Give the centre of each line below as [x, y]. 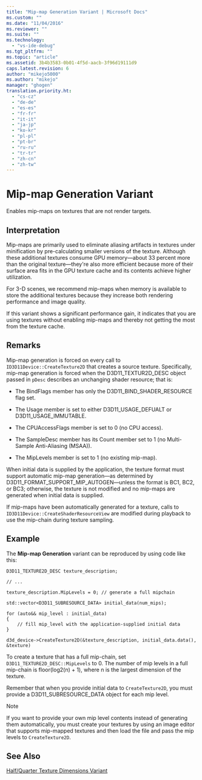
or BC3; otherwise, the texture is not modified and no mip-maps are [91, 489]
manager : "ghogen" [29, 86]
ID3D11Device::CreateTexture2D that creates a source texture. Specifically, [99, 366]
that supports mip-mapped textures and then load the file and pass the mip [100, 731]
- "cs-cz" [24, 97]
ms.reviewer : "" [27, 29]
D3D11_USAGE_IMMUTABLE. [51, 416]
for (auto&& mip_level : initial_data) [57, 614]
